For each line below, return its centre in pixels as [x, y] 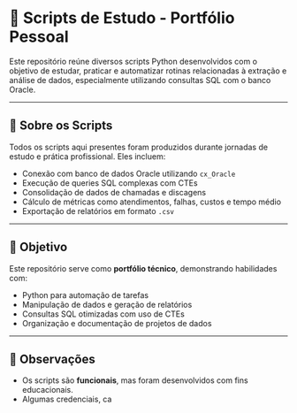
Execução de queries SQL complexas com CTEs [110, 183]
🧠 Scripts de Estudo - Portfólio [122, 18]
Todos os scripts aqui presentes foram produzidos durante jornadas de [138, 147]
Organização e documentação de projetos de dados [117, 323]
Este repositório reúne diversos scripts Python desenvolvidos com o [133, 61]
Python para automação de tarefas [85, 294]
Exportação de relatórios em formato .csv [98, 210]
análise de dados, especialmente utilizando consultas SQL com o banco [140, 80]
